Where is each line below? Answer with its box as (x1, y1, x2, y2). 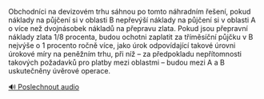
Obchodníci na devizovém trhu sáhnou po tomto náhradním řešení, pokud (8, 7, 251, 16)
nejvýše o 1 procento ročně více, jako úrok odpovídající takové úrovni (8, 41, 236, 50)
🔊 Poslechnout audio (8, 82, 80, 91)
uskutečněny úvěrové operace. (8, 66, 110, 75)
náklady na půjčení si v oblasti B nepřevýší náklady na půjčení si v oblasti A (8, 15, 256, 25)
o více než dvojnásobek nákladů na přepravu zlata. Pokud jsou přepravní (8, 24, 248, 33)
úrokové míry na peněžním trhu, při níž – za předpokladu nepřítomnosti (8, 49, 242, 58)
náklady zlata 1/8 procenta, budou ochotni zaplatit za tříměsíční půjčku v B (8, 32, 254, 42)
